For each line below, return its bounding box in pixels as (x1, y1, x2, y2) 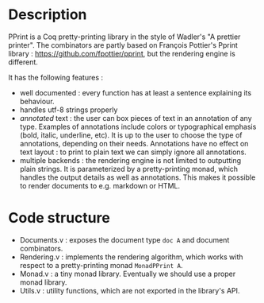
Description (8, 6, 87, 24)
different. (8, 57, 38, 67)
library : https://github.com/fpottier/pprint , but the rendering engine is (8, 49, 235, 58)
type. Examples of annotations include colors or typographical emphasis (19, 122, 257, 131)
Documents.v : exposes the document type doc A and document (19, 235, 230, 244)
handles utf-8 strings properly (19, 105, 118, 115)
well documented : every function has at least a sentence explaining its (19, 87, 252, 97)
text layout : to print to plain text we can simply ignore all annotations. (19, 147, 247, 157)
